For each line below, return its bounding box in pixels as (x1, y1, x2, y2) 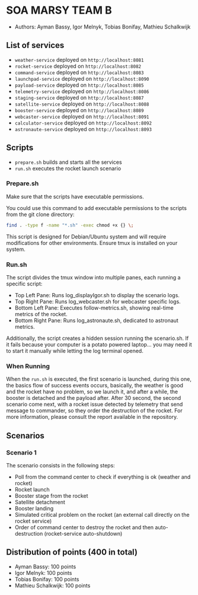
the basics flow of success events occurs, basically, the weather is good (6, 382, 184, 389)
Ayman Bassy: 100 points (14, 563, 76, 570)
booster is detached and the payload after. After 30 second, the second (6, 394, 181, 402)
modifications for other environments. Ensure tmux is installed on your (6, 239, 178, 246)
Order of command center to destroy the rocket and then (14, 524, 154, 531)
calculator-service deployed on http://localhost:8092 (14, 119, 152, 126)
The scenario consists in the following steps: (6, 462, 116, 469)
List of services (6, 40, 65, 50)
